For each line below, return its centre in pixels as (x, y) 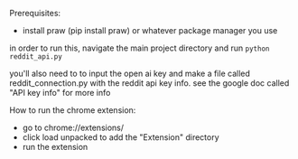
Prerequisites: (35, 13)
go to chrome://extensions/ (73, 127)
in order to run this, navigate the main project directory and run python (140, 48)
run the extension (55, 147)
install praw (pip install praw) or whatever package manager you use (150, 30)
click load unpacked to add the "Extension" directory (121, 137)
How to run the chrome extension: (73, 110)
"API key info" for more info (60, 93)
